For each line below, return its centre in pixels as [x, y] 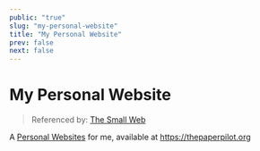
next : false [31, 51]
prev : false [31, 42]
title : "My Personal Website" [66, 34]
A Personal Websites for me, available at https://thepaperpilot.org [130, 137]
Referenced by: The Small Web [88, 120]
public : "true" [38, 17]
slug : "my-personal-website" [64, 26]
